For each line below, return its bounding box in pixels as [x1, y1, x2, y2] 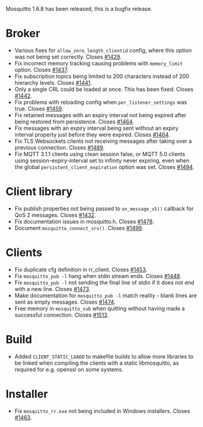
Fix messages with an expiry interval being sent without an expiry [14, 124, 179, 132]
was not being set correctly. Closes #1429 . [14, 53, 122, 60]
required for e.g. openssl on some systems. [14, 365, 124, 373]
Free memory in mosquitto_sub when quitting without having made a [14, 304, 185, 312]
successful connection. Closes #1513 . [14, 311, 109, 318]
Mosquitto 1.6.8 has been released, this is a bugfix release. [5, 5, 153, 12]
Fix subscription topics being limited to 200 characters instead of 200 [14, 73, 190, 80]
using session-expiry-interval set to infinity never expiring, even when [14, 157, 190, 164]
